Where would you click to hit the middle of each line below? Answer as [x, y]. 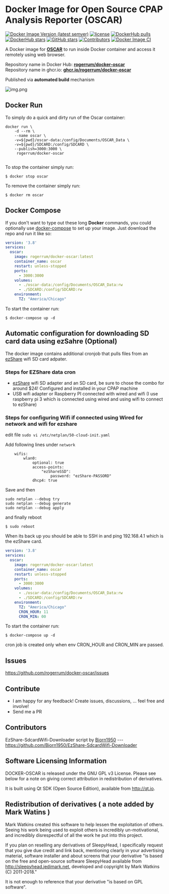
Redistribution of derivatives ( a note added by [79, 804]
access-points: [48, 467]
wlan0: [30, 459]
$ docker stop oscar [27, 176]
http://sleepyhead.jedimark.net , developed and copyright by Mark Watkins [82, 866]
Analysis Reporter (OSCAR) [64, 20]
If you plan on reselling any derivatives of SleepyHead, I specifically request [84, 845]
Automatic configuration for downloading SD [77, 333]
